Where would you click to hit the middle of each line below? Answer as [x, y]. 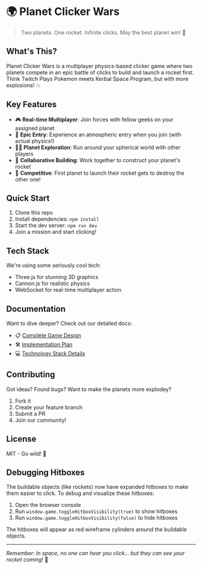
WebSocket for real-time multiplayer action [68, 290]
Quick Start [28, 198]
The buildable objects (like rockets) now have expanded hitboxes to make [97, 487]
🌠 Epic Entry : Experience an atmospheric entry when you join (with [98, 134]
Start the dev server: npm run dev [56, 225]
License [21, 439]
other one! [28, 179]
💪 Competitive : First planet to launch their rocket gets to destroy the [99, 173]
